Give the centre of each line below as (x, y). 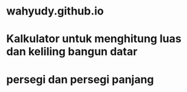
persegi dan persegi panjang (80, 79)
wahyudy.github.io (55, 11)
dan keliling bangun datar (72, 52)
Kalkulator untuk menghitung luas (94, 39)
